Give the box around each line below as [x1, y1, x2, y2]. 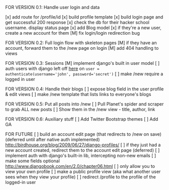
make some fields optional [5, 158, 60, 164]
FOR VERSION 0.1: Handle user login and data [5, 5, 100, 10]
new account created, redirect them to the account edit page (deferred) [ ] [5, 147, 160, 153]
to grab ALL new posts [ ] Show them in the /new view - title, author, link [5, 107, 155, 112]
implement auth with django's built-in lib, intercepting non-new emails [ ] [5, 153, 156, 158]
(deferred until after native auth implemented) [5, 137, 100, 142]
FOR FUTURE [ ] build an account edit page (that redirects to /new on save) [5, 131, 162, 137]
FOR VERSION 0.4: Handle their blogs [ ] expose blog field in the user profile [5, 86, 164, 92]
